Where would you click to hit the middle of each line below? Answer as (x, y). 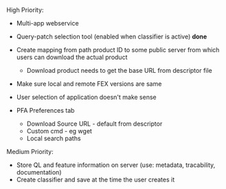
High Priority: (25, 10)
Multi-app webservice (48, 23)
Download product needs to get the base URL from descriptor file (119, 70)
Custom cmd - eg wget (59, 131)
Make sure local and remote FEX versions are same (89, 84)
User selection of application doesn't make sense (86, 97)
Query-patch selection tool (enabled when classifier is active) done (112, 36)
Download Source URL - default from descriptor (94, 124)
